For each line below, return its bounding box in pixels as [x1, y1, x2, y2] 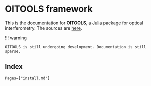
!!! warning [5, 35, 27, 41]
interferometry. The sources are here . [5, 25, 82, 31]
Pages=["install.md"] [5, 76, 50, 81]
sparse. [5, 49, 21, 54]
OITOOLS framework [5, 3, 93, 15]
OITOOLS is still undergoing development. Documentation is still [5, 44, 146, 49]
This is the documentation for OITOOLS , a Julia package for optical [5, 20, 143, 26]
